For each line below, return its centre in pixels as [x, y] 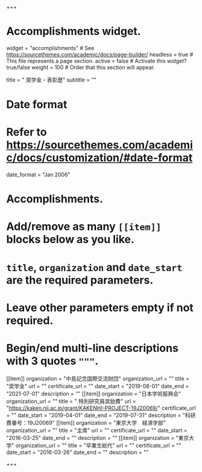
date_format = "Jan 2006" [38, 175]
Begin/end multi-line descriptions [93, 348]
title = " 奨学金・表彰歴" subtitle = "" [51, 80]
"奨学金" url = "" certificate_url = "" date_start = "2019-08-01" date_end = [98, 386]
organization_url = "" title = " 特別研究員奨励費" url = [71, 401]
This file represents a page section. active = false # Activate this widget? [96, 60]
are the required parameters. [80, 280]
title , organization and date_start [94, 267]
